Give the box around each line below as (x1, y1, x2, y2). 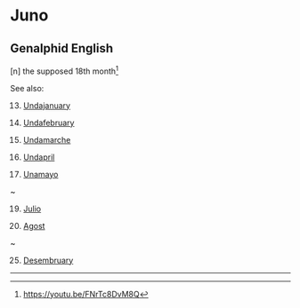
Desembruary (22, 255, 74, 265)
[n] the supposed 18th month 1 (10, 64, 119, 76)
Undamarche (22, 134, 71, 145)
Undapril (22, 152, 55, 162)
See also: (10, 83, 45, 93)
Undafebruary (22, 117, 75, 128)
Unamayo (22, 169, 59, 179)
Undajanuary (22, 99, 70, 111)
